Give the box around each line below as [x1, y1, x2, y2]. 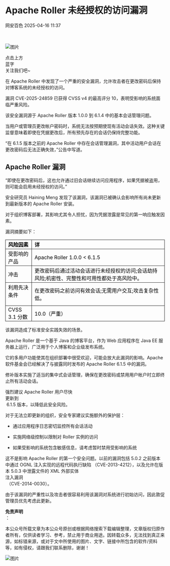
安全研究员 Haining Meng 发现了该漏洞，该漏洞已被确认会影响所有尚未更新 [5, 194, 161, 200]
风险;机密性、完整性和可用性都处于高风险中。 [34, 275, 143, 282]
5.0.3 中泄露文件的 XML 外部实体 [11, 468, 79, 474]
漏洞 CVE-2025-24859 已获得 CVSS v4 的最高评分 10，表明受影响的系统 [5, 95, 156, 101]
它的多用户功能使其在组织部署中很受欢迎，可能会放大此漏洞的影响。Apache [5, 354, 163, 360]
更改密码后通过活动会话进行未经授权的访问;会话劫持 [34, 267, 158, 274]
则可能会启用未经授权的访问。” [5, 183, 67, 190]
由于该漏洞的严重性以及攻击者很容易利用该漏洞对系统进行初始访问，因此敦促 [5, 491, 165, 497]
